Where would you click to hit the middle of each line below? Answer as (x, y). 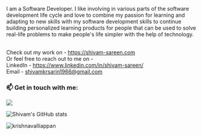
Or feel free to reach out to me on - (50, 59)
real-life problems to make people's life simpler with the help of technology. (100, 34)
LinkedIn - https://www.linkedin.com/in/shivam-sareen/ (75, 65)
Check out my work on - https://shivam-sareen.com (71, 52)
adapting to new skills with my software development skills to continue (94, 21)
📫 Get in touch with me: (42, 87)
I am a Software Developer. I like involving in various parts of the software (98, 9)
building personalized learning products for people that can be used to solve (101, 28)
